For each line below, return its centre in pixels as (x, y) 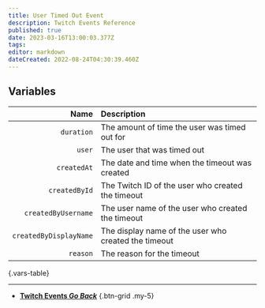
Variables (32, 92)
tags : (17, 45)
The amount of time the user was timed (173, 127)
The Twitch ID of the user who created (172, 185)
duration (77, 132)
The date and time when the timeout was (176, 163)
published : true (35, 30)
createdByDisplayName (52, 235)
